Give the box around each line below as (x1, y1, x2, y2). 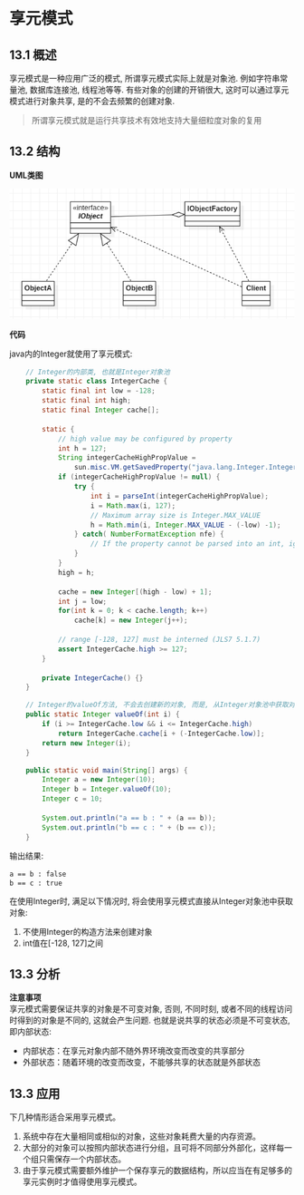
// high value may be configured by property (57, 434, 233, 443)
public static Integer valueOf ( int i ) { (25, 710, 180, 719)
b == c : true (9, 879, 63, 888)
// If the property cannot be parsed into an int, (90, 539, 285, 549)
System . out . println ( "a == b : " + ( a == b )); (42, 813, 217, 822)
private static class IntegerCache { (25, 377, 168, 386)
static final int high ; (42, 396, 131, 405)
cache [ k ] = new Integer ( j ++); (73, 616, 188, 626)
